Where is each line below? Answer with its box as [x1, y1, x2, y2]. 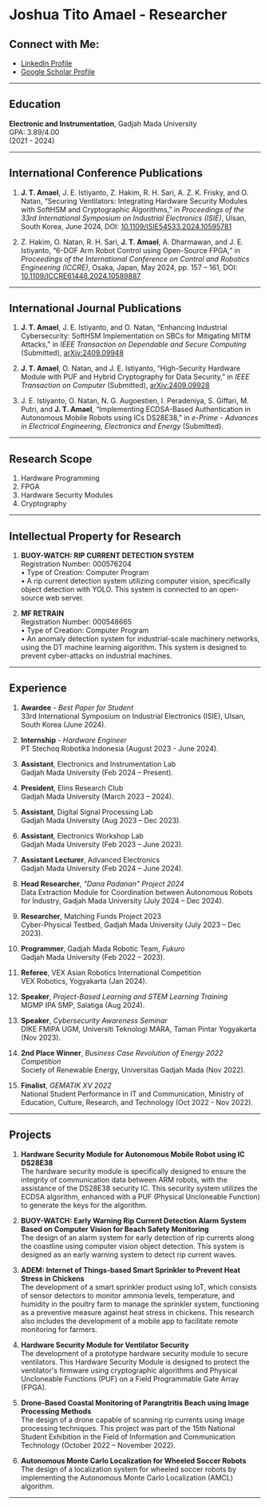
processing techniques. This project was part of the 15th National [20, 1423, 235, 1433]
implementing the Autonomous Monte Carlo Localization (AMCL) [20, 1472, 234, 1482]
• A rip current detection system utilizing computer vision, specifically [20, 577, 251, 586]
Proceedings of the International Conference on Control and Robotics [20, 254, 250, 264]
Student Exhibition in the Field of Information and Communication [20, 1432, 235, 1441]
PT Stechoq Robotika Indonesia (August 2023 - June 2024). [20, 743, 219, 753]
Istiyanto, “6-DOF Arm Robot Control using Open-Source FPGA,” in [20, 245, 241, 255]
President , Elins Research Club [20, 783, 124, 792]
